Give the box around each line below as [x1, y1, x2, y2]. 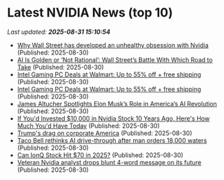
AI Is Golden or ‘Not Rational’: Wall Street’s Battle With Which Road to [17, 55, 213, 63]
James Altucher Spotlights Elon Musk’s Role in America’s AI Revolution [17, 99, 217, 108]
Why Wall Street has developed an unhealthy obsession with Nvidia [17, 41, 209, 49]
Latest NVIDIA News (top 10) [7, 5, 174, 21]
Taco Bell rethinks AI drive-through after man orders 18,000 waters [17, 136, 207, 144]
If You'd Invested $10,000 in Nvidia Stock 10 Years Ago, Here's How [17, 114, 210, 122]
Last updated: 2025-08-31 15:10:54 [7, 28, 111, 36]
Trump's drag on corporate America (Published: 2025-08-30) [17, 129, 192, 137]
